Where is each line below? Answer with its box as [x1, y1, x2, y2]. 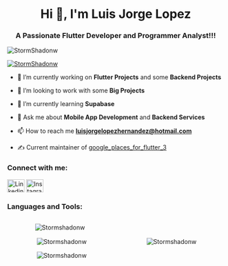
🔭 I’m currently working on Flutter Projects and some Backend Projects [17, 73, 222, 81]
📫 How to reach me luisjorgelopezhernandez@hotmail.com [17, 127, 192, 135]
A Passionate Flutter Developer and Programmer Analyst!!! [15, 31, 216, 41]
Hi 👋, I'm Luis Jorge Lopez [40, 6, 191, 22]
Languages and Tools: [7, 201, 83, 211]
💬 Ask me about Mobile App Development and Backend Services [17, 113, 205, 121]
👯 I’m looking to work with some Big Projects [17, 86, 145, 95]
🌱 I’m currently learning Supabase [17, 100, 115, 108]
